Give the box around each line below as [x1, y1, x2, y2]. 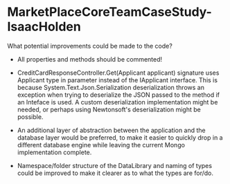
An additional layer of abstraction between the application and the [17, 126, 206, 134]
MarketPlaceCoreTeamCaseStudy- [7, 4, 213, 20]
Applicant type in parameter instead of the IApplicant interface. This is [17, 75, 218, 84]
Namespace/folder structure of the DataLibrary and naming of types [17, 161, 213, 169]
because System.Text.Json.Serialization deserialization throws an [17, 83, 204, 91]
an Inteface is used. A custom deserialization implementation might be [17, 98, 218, 106]
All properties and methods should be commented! [17, 55, 163, 63]
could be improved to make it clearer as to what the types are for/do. [17, 169, 213, 177]
